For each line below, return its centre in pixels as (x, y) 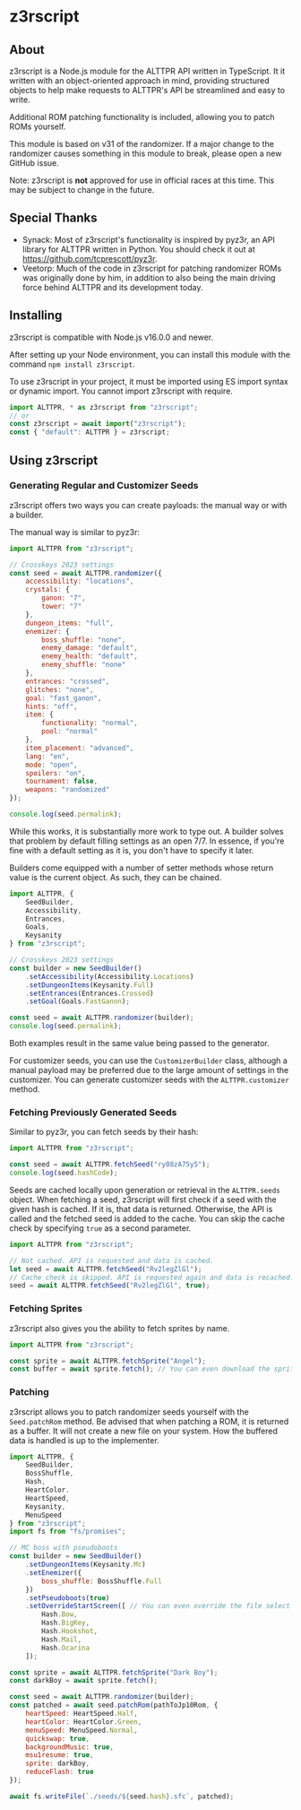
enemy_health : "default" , (90, 656)
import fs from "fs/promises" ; (68, 1532)
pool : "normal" (70, 732)
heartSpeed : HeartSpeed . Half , (82, 1714)
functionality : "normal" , (90, 723)
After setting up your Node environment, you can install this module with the (150, 354)
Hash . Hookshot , (70, 1632)
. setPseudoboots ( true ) (68, 1598)
